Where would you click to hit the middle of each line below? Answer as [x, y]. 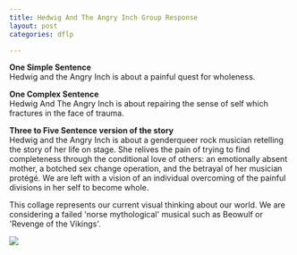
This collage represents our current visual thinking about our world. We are [148, 205]
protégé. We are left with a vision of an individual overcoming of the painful [148, 178]
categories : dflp [42, 34]
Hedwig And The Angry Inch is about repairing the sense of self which [139, 104]
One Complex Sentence [54, 94]
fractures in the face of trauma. [67, 114]
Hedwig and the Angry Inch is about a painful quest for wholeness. [132, 77]
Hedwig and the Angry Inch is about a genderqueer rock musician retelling [147, 140]
